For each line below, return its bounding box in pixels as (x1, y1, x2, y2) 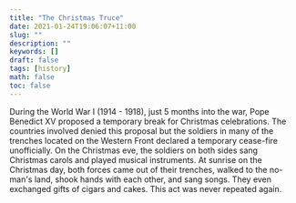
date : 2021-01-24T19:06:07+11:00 (9, 22, 137, 31)
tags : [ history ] (9, 65, 71, 74)
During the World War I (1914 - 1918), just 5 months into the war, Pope (9, 106, 270, 117)
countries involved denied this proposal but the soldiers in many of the (9, 125, 274, 137)
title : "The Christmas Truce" (9, 13, 125, 23)
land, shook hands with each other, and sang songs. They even (34, 174, 271, 185)
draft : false (9, 56, 59, 65)
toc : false (9, 81, 51, 90)
